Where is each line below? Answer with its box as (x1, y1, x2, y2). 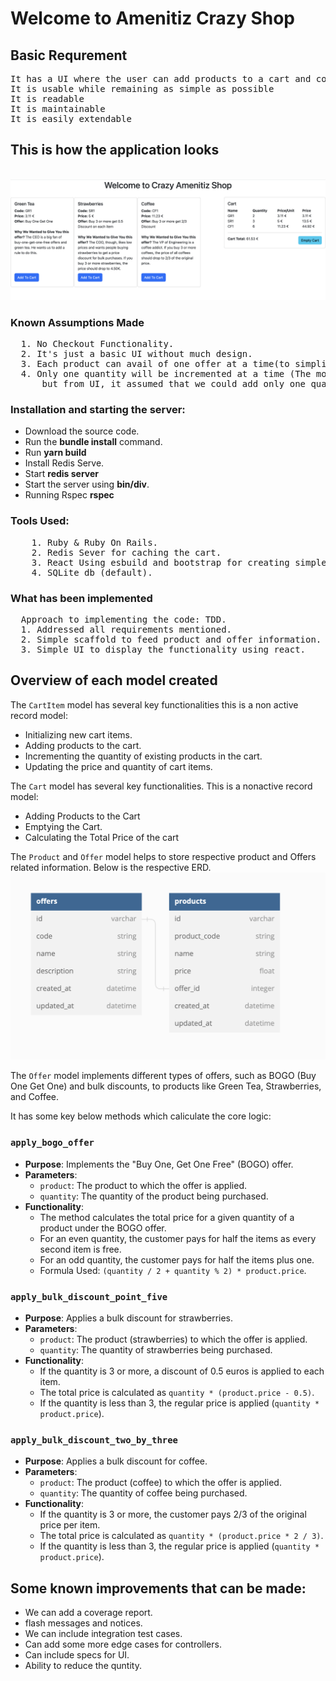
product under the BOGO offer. (39, 1222, 167, 1234)
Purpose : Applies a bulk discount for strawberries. (24, 1312, 234, 1324)
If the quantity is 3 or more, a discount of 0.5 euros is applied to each (39, 1365, 325, 1377)
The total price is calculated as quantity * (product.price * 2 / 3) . (39, 1530, 324, 1542)
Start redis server (24, 468, 100, 480)
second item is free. (39, 1243, 122, 1255)
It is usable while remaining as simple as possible (10, 83, 275, 94)
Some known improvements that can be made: (10, 1580, 307, 1597)
